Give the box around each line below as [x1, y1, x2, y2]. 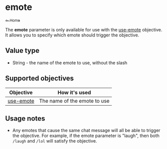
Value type [5, 46, 40, 55]
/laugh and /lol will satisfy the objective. [12, 138, 97, 144]
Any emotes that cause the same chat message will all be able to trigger [12, 128, 161, 134]
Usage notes [5, 114, 45, 123]
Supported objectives [5, 74, 74, 83]
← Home [5, 18, 20, 23]
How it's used [57, 89, 91, 96]
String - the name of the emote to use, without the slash [12, 59, 128, 66]
